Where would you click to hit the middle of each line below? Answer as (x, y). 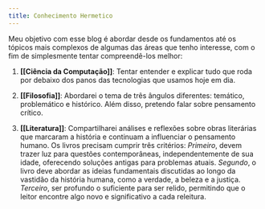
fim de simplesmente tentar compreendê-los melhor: (96, 55)
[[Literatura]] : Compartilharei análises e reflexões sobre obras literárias (138, 128)
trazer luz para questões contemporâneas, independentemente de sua (137, 154)
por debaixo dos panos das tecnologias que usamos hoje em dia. (128, 80)
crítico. (31, 113)
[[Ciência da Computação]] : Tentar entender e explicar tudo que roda (136, 71)
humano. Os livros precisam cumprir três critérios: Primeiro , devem (131, 145)
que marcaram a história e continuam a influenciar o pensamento (128, 137)
